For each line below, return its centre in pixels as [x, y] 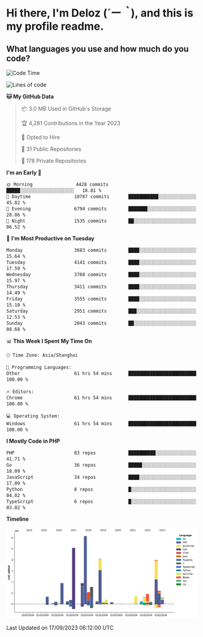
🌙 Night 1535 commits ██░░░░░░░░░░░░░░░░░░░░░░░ [101, 221]
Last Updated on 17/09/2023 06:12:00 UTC [60, 627]
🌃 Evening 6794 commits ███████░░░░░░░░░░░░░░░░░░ [101, 209]
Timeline [18, 519]
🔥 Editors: [20, 392]
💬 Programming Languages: [39, 367]
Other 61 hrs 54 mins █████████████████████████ [101, 374]
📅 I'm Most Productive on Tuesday [51, 238]
